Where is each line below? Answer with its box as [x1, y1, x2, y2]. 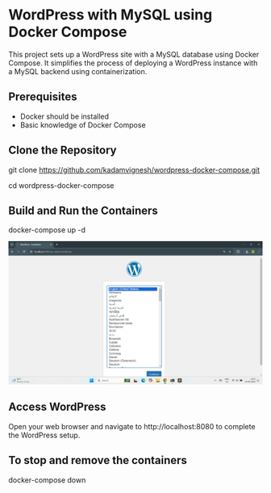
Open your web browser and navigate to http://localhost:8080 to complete [8, 421, 256, 431]
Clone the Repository [8, 144, 117, 157]
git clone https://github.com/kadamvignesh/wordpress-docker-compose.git [8, 165, 261, 174]
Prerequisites [8, 90, 77, 104]
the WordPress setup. [8, 430, 81, 440]
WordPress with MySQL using [8, 6, 213, 24]
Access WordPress [8, 400, 106, 414]
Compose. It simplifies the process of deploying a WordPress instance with [8, 58, 258, 68]
